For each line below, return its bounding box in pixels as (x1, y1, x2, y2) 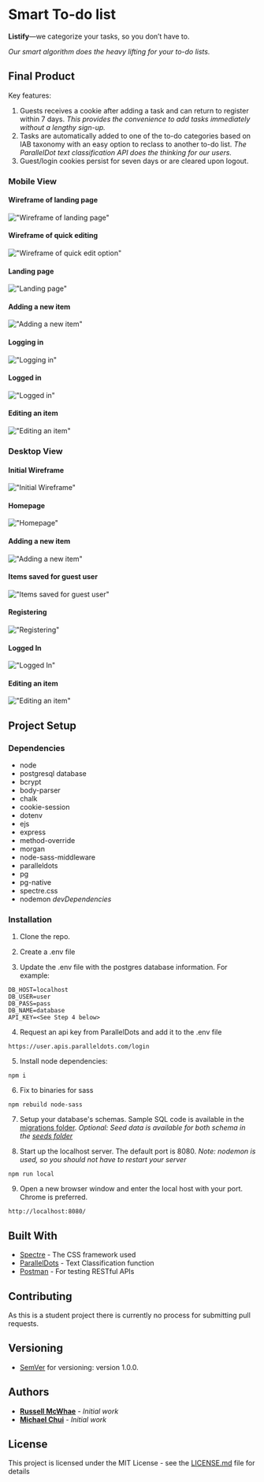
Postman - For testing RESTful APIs (19, 1267, 135, 1276)
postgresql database (19, 769, 87, 778)
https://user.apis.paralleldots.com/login (8, 1042, 150, 1051)
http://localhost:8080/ (8, 1208, 87, 1216)
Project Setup (8, 719, 77, 732)
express (19, 827, 46, 837)
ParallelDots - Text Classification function (19, 1258, 155, 1268)
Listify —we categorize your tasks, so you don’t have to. (8, 32, 190, 41)
